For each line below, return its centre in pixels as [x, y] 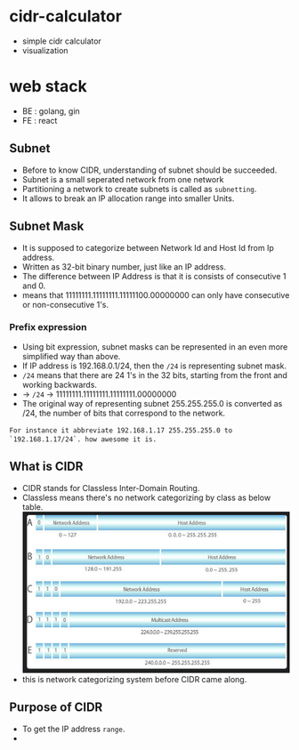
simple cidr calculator [62, 41]
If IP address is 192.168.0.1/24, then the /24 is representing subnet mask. [154, 366]
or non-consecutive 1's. [65, 304]
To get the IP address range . [73, 729]
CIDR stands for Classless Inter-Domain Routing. [111, 488]
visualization [45, 50]
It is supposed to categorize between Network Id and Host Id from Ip [148, 247]
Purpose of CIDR [56, 708]
